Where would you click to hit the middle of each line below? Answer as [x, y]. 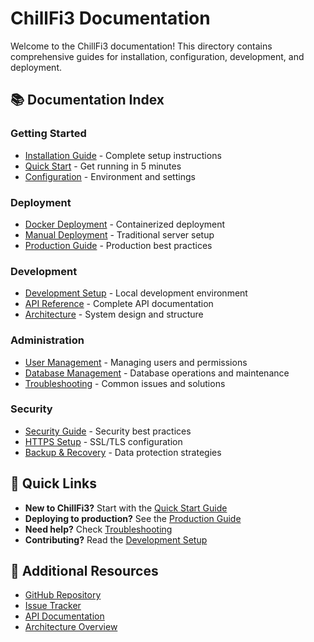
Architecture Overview [71, 627]
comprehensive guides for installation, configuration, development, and [157, 56]
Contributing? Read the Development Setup [116, 539]
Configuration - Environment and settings [110, 176]
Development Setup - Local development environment [136, 293]
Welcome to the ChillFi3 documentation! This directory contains [141, 46]
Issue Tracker [53, 606]
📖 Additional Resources [84, 571]
